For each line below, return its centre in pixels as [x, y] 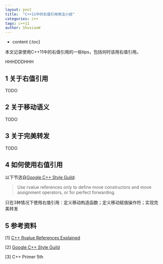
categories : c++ [22, 19]
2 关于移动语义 [27, 107]
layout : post [18, 10]
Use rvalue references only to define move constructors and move [84, 187]
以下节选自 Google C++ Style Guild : [41, 178]
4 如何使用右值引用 [34, 165]
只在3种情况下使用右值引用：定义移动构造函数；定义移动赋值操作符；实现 [80, 203]
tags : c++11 [17, 23]
